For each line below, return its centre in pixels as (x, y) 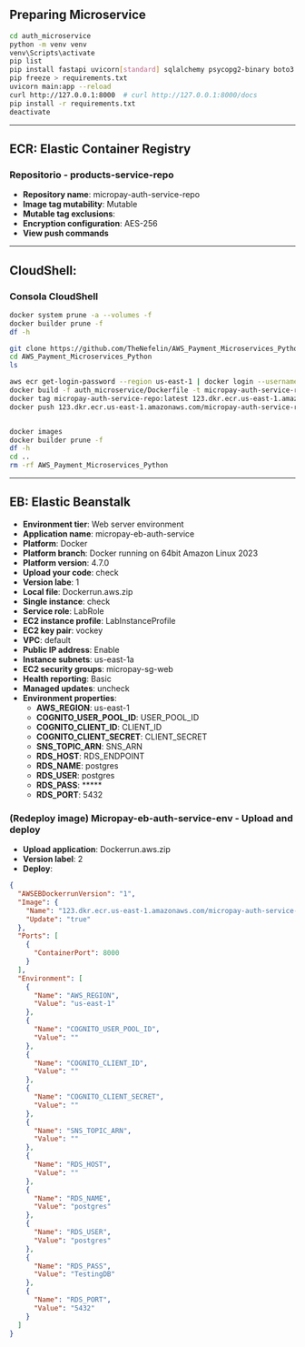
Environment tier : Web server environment (103, 524)
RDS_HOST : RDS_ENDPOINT (90, 756)
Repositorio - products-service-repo (92, 175)
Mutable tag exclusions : (69, 214)
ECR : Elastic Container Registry (100, 149)
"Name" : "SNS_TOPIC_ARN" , (82, 1131)
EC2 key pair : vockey (63, 630)
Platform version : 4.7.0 (66, 562)
